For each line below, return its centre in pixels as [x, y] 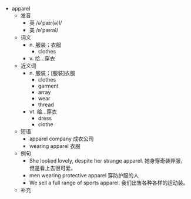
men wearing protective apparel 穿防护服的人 [84, 175]
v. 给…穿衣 [42, 58]
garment [48, 86]
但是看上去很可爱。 [53, 168]
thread [46, 104]
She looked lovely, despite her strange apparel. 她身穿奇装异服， [108, 161]
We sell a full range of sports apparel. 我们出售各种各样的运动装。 [109, 183]
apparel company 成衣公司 [61, 139]
